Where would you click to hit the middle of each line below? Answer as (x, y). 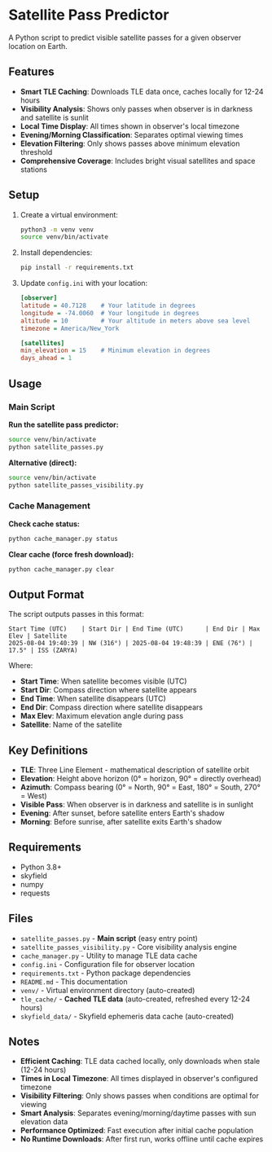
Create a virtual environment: (69, 214)
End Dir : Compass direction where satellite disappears (112, 707)
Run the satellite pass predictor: (64, 424)
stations (33, 169)
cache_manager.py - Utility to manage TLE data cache (109, 956)
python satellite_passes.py (56, 447)
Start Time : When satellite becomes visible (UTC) (103, 681)
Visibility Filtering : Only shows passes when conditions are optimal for (139, 1096)
